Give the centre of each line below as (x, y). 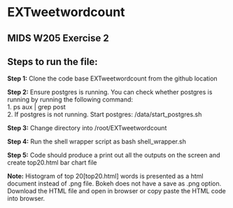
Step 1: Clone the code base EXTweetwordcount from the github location (113, 78)
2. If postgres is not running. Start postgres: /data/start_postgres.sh (105, 115)
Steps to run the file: (52, 61)
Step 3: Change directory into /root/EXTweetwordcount (87, 128)
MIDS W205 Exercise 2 (58, 38)
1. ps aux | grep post (37, 107)
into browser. (26, 199)
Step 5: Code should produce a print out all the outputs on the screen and (114, 155)
